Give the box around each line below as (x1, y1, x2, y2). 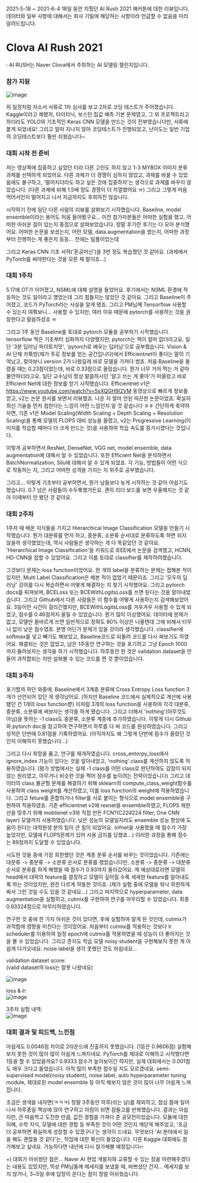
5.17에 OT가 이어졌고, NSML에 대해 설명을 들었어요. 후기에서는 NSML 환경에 (6, 286, 182, 293)
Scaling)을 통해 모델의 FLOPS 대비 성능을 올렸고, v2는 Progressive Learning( (6, 417, 187, 424)
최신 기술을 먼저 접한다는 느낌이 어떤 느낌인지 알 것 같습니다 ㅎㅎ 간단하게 (6, 402, 174, 409)
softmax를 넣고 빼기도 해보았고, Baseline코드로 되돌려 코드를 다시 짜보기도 (6, 633, 179, 640)
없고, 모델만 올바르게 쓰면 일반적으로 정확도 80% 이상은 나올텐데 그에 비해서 (6, 618, 181, 625)
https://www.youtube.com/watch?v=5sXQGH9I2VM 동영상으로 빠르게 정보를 (6, 387, 189, 394)
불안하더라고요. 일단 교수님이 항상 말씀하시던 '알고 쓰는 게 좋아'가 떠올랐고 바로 (6, 372, 187, 379)
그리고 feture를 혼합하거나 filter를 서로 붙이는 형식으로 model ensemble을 (14, 794, 185, 802)
